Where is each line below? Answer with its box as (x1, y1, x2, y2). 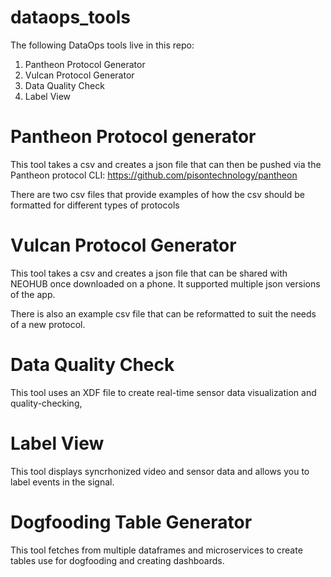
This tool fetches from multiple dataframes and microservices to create (10, 544, 303, 556)
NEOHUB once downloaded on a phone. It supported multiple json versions (10, 277, 321, 290)
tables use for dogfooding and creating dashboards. (10, 554, 225, 566)
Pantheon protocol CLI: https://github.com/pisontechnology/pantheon (10, 169, 298, 181)
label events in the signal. (10, 476, 115, 488)
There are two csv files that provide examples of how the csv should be (10, 188, 306, 200)
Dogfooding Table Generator (10, 511, 253, 533)
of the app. (10, 288, 56, 300)
